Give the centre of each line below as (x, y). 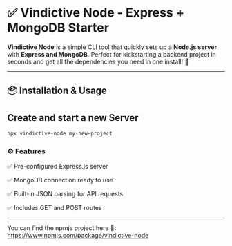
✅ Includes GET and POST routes (55, 208)
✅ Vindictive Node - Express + (96, 13)
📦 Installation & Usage (57, 91)
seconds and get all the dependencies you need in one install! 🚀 (98, 61)
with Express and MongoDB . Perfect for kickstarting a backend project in (112, 54)
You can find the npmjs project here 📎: (62, 228)
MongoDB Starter (58, 28)
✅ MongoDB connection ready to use (60, 180)
